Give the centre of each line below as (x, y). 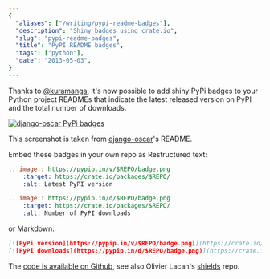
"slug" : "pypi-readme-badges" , (68, 38)
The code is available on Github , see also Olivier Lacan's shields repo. (124, 266)
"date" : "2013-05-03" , (53, 61)
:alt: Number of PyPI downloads (77, 213)
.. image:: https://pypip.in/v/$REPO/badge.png (90, 169)
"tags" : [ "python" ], (50, 53)
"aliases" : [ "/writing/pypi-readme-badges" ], (93, 23)
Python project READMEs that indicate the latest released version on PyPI (130, 99)
